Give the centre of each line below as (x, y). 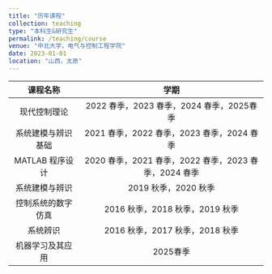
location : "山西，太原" (45, 62)
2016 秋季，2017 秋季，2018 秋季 (171, 230)
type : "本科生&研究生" (43, 31)
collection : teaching (45, 24)
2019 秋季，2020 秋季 (172, 187)
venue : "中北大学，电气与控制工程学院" (67, 46)
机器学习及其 (40, 246)
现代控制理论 (44, 112)
